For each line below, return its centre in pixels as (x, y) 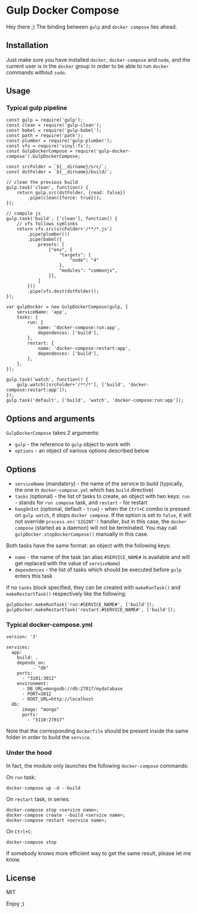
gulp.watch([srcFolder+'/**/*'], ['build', (71, 385)
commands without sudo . (36, 72)
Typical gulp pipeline (37, 108)
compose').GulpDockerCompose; (43, 157)
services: (18, 647)
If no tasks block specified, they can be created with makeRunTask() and (93, 587)
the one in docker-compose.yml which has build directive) (84, 490)
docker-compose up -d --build (43, 788)
